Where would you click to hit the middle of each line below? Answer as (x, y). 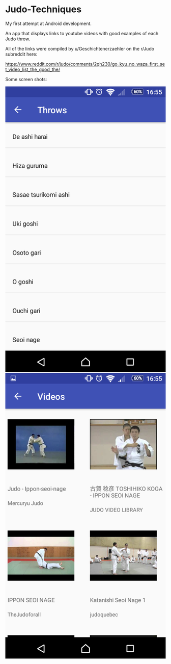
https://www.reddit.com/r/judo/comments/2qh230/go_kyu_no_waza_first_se (85, 64)
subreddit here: (21, 54)
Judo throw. (18, 39)
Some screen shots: (26, 79)
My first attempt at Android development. (48, 23)
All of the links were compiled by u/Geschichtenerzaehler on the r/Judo (80, 48)
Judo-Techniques (44, 9)
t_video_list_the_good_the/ (33, 69)
